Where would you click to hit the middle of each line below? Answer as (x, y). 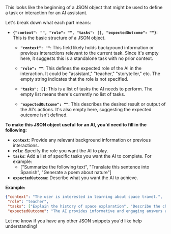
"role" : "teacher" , (28, 202)
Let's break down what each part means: (48, 23)
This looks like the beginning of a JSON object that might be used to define (84, 7)
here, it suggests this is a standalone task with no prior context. (87, 58)
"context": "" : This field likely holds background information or (87, 47)
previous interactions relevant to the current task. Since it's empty (89, 53)
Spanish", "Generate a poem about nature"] (66, 172)
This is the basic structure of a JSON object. (59, 38)
